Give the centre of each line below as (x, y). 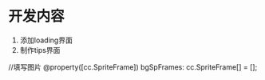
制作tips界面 (40, 50)
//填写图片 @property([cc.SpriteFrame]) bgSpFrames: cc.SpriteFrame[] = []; (133, 67)
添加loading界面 (46, 40)
